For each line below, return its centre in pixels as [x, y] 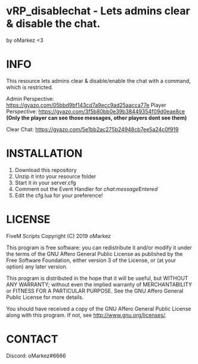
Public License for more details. [45, 297]
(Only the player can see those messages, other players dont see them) [97, 118]
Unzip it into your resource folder [55, 176]
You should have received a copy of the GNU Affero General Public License [99, 309]
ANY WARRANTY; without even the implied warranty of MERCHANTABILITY [99, 284]
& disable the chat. [53, 24]
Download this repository [46, 170]
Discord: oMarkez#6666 [36, 356]
